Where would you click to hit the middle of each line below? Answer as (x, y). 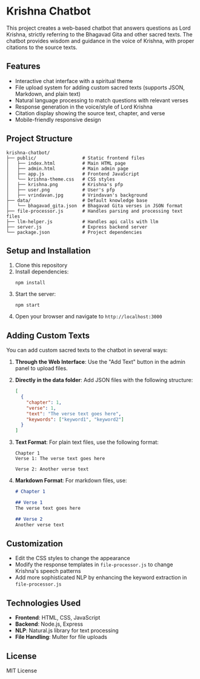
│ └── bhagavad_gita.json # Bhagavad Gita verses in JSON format (95, 206)
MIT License (22, 671)
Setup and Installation (48, 251)
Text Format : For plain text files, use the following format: (87, 442)
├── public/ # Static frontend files (76, 158)
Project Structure (39, 139)
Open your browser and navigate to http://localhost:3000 (88, 316)
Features (23, 66)
